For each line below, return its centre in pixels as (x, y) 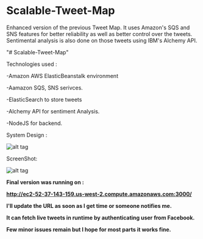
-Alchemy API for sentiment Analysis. (53, 111)
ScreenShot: (22, 159)
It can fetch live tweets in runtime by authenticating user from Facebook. (101, 218)
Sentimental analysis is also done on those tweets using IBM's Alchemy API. (102, 40)
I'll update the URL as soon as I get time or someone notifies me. (89, 205)
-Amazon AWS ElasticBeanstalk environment (62, 76)
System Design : (27, 135)
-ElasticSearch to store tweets (44, 99)
